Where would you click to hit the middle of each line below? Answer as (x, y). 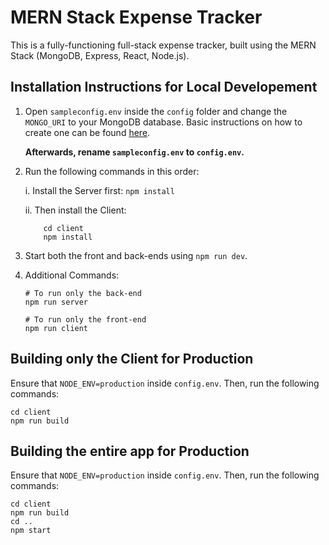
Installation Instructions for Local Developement (164, 87)
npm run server (56, 302)
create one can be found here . (87, 132)
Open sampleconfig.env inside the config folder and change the (156, 111)
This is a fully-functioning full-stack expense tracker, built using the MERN (163, 45)
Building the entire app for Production (130, 451)
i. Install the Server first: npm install (99, 190)
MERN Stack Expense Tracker (136, 17)
